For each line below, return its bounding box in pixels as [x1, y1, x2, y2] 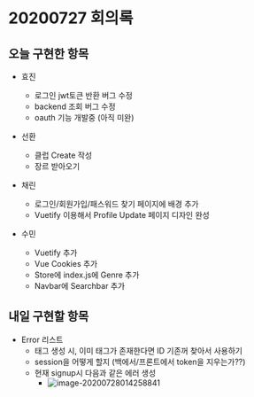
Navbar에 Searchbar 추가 [34, 281, 126, 291]
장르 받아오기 [34, 161, 81, 171]
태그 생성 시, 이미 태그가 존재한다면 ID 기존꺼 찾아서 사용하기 [34, 345, 242, 355]
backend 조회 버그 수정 [34, 101, 116, 112]
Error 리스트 [20, 334, 64, 345]
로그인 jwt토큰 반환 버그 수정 [34, 90, 134, 100]
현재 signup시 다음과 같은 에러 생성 [34, 367, 157, 378]
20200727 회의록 [8, 8, 134, 28]
